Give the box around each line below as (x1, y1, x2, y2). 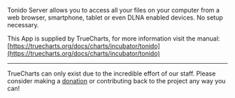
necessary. (7, 21, 40, 29)
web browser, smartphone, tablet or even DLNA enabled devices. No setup (7, 13, 224, 22)
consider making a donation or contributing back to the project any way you (7, 77, 226, 85)
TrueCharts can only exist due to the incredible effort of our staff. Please (7, 69, 216, 78)
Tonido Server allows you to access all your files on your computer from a (7, 6, 220, 14)
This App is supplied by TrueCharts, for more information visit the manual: (7, 34, 220, 43)
